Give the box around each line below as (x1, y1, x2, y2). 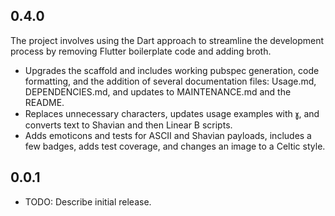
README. (24, 96, 65, 108)
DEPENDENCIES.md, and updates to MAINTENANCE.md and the (24, 85, 292, 98)
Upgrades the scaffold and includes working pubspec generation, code (24, 64, 320, 76)
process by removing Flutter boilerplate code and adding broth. (10, 45, 272, 57)
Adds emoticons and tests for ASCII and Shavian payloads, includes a (24, 129, 312, 141)
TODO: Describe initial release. (24, 195, 152, 208)
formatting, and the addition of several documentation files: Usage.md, (24, 75, 317, 87)
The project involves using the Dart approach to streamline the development (10, 34, 325, 46)
